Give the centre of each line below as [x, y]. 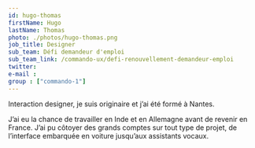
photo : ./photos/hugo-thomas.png [63, 37]
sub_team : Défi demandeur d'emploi [67, 52]
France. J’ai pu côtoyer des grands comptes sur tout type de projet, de [123, 128]
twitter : [22, 67]
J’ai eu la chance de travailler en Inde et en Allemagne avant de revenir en [128, 119]
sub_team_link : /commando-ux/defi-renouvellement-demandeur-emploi [121, 60]
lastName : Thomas [37, 30]
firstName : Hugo [35, 23]
